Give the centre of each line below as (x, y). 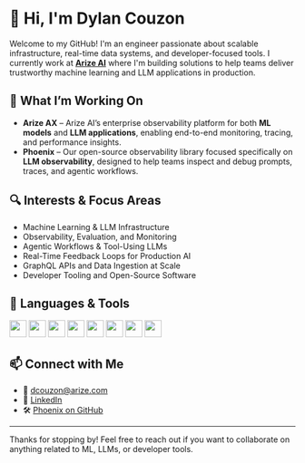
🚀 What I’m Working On (76, 101)
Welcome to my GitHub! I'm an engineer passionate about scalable (134, 43)
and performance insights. (72, 142)
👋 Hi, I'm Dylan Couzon (97, 19)
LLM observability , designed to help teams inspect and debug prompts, (157, 161)
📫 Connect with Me (67, 364)
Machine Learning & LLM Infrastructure (96, 227)
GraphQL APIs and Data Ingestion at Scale (102, 265)
